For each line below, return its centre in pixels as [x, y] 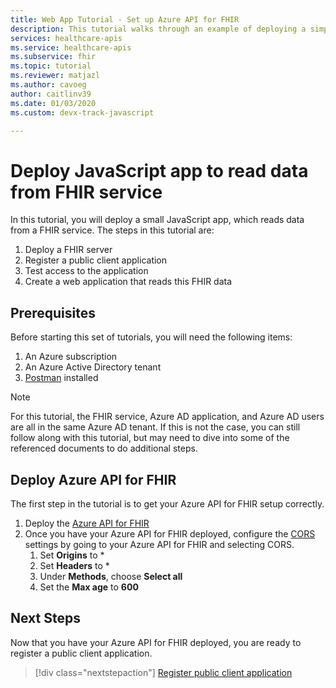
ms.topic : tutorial [51, 66]
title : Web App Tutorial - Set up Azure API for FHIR [125, 19]
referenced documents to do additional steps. [104, 448]
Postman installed [61, 378]
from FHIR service [86, 192]
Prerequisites [53, 312]
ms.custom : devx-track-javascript [82, 112]
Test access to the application [86, 271]
